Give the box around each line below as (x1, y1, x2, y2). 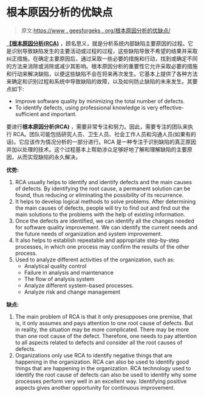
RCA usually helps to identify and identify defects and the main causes (15, 178, 192, 185)
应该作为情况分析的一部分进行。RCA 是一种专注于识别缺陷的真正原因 (24, 138, 196, 145)
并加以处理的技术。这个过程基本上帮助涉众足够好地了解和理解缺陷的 (6, 145, 177, 153)
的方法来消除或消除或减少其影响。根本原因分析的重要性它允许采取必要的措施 (6, 62, 198, 70)
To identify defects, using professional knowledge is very (15, 104, 158, 111)
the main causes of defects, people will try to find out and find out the (15, 204, 190, 212)
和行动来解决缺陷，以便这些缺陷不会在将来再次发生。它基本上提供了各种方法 (6, 70, 198, 77)
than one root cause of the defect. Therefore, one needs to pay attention (15, 332, 197, 339)
